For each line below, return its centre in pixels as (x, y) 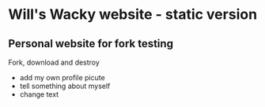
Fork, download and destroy (54, 62)
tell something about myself (65, 86)
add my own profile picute (62, 77)
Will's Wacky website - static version (133, 15)
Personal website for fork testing (91, 44)
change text (39, 94)
